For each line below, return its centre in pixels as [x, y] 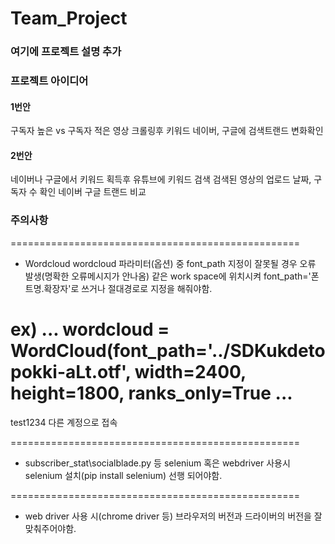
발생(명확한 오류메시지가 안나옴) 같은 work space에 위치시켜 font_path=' [168, 276]
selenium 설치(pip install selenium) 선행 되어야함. [123, 475]
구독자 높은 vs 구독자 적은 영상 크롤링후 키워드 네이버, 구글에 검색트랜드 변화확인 [167, 131]
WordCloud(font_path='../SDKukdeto [168, 350]
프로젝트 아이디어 [49, 81]
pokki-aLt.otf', [71, 371]
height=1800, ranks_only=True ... [151, 393]
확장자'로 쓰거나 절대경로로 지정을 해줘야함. [128, 288]
